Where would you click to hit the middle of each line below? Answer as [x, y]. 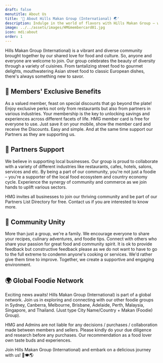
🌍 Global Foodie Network [44, 281]
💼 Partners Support [35, 149]
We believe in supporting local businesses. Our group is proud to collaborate [81, 161]
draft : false [18, 9]
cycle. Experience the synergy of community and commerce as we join [76, 182]
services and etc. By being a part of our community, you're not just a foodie [81, 172]
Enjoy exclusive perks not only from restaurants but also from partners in [78, 108]
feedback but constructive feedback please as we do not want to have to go [81, 249]
